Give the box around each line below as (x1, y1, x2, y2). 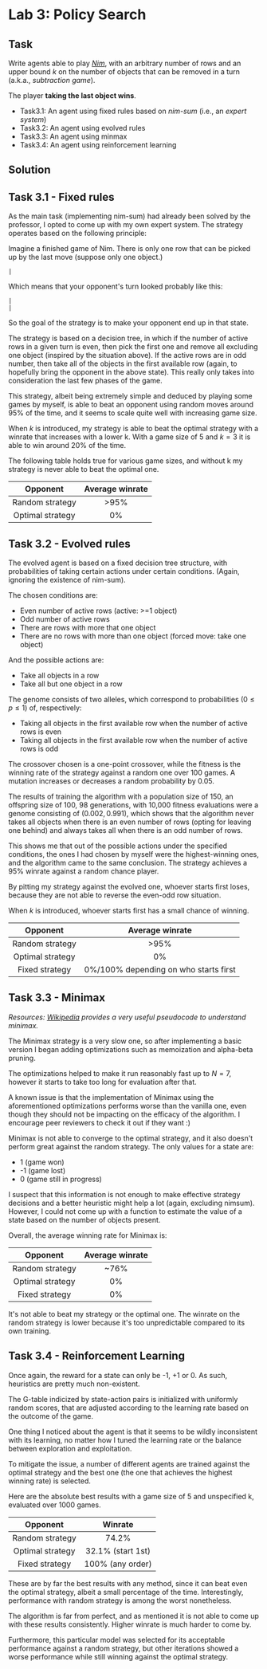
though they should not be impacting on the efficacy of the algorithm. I (8, 1109, 241, 1119)
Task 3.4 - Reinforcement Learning (8, 1349, 186, 1363)
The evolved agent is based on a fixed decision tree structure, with (8, 558, 228, 567)
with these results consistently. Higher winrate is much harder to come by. (8, 1620, 252, 1629)
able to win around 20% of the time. (8, 441, 127, 450)
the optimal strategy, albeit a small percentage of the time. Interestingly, (8, 1587, 244, 1596)
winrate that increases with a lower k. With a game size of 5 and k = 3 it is (8, 432, 251, 442)
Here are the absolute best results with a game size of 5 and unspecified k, (8, 1491, 255, 1501)
